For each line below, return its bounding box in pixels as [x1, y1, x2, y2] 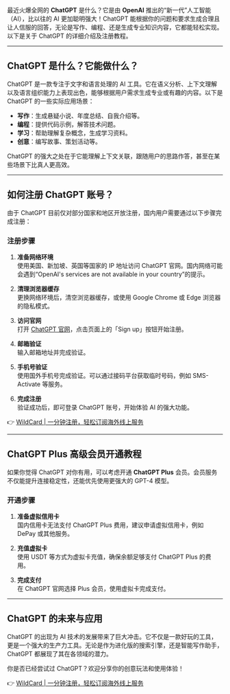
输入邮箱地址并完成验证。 [16, 348, 90, 356]
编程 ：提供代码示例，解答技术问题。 [16, 120, 120, 128]
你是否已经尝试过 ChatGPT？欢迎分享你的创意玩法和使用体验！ [7, 664, 185, 672]
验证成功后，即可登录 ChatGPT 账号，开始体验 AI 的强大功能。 [16, 403, 194, 411]
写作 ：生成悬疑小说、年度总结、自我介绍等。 [16, 111, 144, 120]
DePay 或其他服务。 [16, 530, 74, 538]
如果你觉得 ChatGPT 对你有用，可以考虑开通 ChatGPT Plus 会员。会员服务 [7, 468, 218, 476]
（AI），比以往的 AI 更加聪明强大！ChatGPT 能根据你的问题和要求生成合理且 [7, 14, 220, 23]
